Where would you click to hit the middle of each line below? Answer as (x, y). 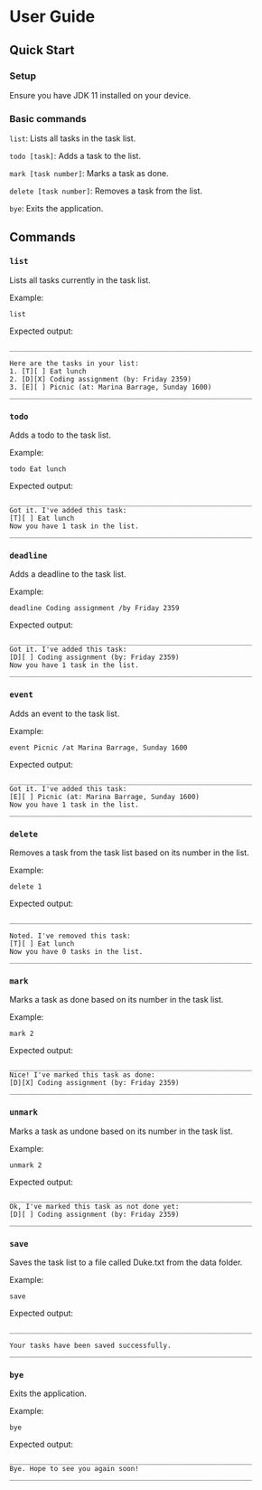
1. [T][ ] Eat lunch (48, 371)
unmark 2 (26, 1165)
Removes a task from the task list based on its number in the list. (130, 853)
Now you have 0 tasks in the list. (76, 952)
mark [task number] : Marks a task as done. (89, 174)
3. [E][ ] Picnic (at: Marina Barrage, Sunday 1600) (111, 387)
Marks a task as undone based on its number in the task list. (121, 1131)
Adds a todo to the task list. (60, 435)
